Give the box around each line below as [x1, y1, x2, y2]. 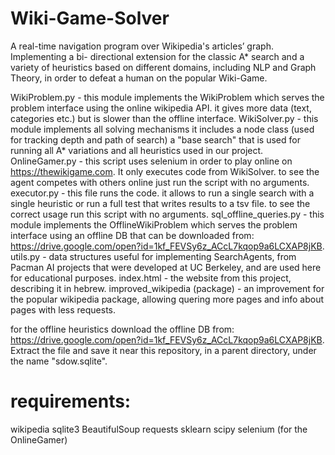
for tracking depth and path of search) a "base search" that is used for [10, 133, 301, 146]
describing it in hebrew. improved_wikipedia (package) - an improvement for [10, 282, 325, 294]
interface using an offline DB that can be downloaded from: [10, 229, 255, 241]
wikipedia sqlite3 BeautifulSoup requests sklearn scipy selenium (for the [10, 423, 308, 435]
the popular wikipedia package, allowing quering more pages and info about [10, 293, 325, 305]
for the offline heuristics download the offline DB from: [10, 323, 235, 335]
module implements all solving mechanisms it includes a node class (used [10, 123, 315, 135]
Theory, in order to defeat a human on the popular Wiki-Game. [10, 72, 268, 84]
